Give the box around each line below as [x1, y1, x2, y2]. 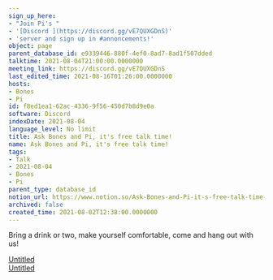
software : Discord [8, 110, 71, 118]
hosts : [8, 80, 31, 88]
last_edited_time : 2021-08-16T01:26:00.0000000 [8, 72, 173, 80]
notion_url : [8, 192, 49, 201]
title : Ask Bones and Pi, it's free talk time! [8, 132, 173, 140]
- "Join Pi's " [8, 19, 60, 28]
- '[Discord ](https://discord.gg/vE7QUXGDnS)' [8, 27, 173, 35]
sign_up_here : [8, 11, 57, 20]
